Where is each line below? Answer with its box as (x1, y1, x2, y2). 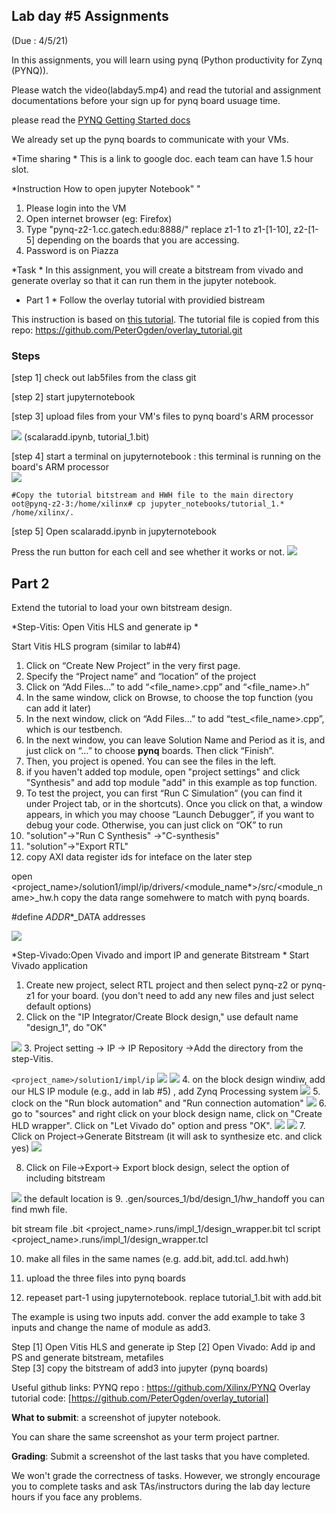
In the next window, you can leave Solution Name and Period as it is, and (25, 734, 326, 746)
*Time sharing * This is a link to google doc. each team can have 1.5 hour (11, 152, 314, 164)
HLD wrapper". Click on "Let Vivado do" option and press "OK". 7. (11, 1119, 306, 1131)
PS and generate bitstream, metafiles (11, 1351, 164, 1363)
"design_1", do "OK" (25, 1021, 108, 1033)
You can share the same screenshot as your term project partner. (11, 1430, 280, 1443)
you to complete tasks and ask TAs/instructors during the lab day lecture (11, 1480, 311, 1492)
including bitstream (25, 1172, 106, 1184)
